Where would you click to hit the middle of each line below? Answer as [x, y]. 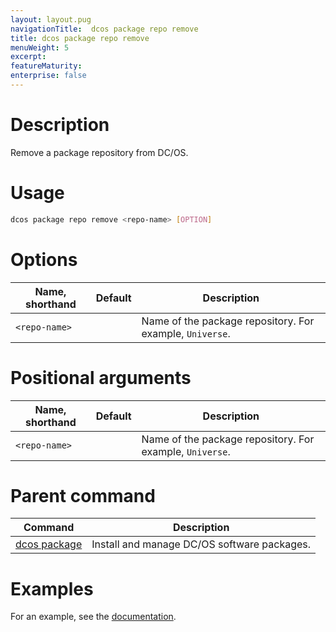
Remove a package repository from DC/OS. [99, 152]
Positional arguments [101, 377]
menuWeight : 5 [40, 47]
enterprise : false [48, 76]
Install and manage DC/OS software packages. [201, 544]
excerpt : [28, 57]
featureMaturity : [46, 66]
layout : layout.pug [51, 19]
